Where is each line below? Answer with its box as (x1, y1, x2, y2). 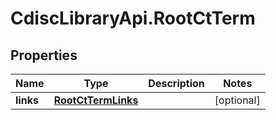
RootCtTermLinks (53, 93, 139, 107)
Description (148, 77, 205, 90)
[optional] (214, 93, 261, 107)
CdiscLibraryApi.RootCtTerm (10, 7, 256, 30)
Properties (10, 47, 78, 64)
